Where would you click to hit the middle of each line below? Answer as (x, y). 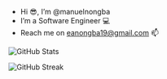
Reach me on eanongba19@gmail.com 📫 (89, 33)
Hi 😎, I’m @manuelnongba (65, 12)
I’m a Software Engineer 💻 (65, 21)
